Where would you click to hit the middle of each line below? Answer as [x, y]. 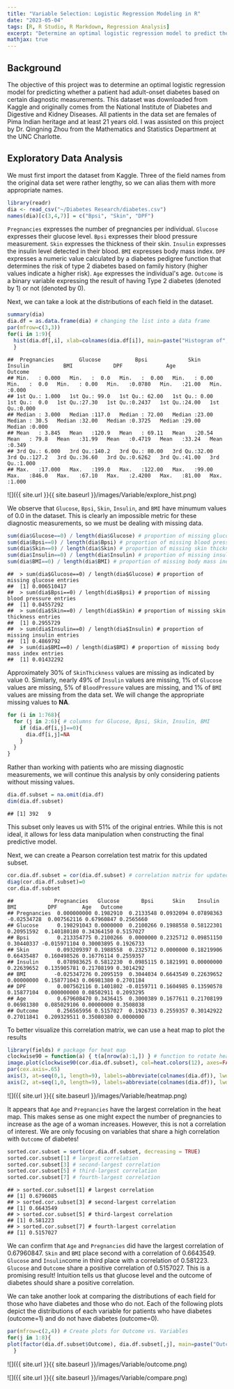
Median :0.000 [28, 427]
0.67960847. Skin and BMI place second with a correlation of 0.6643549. [111, 1253]
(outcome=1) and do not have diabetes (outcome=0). [83, 1319]
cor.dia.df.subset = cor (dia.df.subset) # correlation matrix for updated [118, 875]
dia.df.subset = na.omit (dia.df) [56, 795]
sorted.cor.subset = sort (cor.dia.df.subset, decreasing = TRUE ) [104, 1151]
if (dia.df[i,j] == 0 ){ [51, 728]
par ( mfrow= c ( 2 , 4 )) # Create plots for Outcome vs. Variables [98, 1331]
